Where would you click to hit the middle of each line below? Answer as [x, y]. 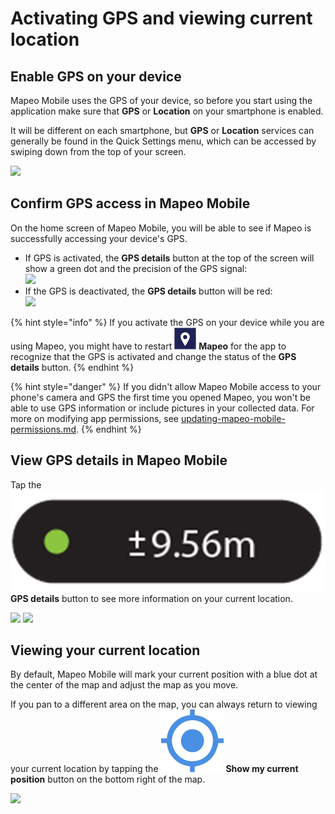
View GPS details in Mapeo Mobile [119, 460]
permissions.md [43, 429]
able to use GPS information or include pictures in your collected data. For [162, 408]
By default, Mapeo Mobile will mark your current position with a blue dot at [164, 674]
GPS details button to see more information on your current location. [151, 598]
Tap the [26, 484]
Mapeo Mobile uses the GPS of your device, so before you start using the [161, 100]
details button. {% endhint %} [72, 367]
